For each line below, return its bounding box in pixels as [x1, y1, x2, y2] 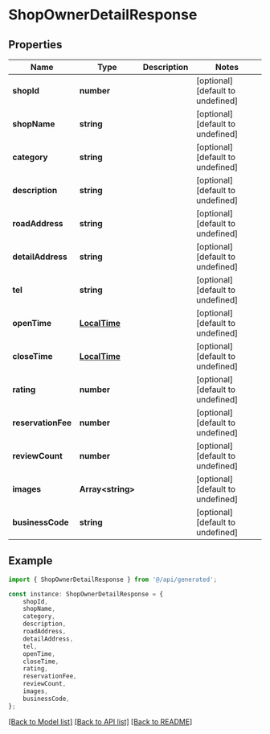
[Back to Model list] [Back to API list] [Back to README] [8, 716, 193, 726]
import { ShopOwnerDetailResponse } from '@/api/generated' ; [8, 575, 218, 583]
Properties [8, 38, 63, 52]
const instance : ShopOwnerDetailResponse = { [8, 590, 163, 598]
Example [8, 554, 53, 568]
